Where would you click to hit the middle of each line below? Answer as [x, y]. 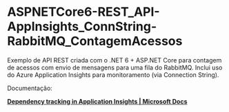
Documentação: [30, 88]
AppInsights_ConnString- [82, 26]
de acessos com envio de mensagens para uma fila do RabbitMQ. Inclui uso [115, 67]
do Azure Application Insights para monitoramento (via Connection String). [113, 75]
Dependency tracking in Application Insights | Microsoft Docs [97, 101]
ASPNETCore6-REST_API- [83, 12]
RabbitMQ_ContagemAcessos [95, 41]
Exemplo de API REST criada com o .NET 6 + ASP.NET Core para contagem [114, 60]
